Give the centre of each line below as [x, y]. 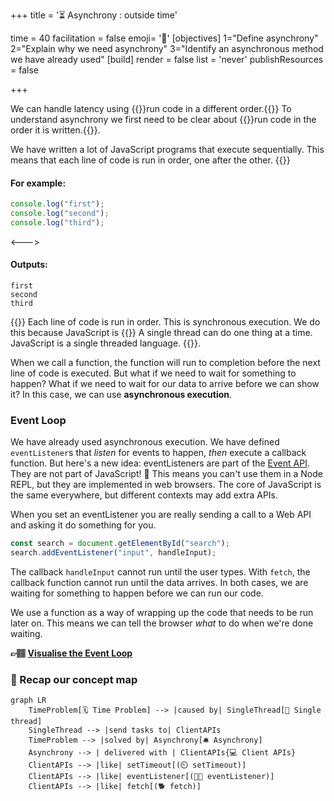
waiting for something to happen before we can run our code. [137, 593]
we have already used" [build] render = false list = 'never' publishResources [167, 59]
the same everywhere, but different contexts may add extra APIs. [144, 495]
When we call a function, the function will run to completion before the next [165, 363]
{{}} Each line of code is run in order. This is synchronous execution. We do [165, 322]
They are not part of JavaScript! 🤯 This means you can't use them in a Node [166, 474]
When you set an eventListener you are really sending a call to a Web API [161, 515]
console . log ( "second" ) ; [60, 214]
